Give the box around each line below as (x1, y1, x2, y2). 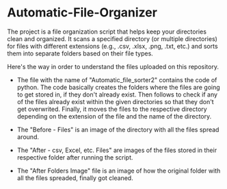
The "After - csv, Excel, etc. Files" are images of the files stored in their (16, 146, 217, 154)
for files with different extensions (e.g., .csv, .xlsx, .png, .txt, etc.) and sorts (7, 42, 218, 50)
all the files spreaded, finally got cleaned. (16, 173, 133, 182)
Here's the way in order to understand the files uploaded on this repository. (7, 62, 219, 71)
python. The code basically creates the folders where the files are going (16, 83, 220, 91)
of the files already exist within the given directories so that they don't (16, 97, 214, 105)
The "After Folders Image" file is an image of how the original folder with (16, 166, 221, 175)
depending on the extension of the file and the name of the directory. (16, 112, 212, 121)
